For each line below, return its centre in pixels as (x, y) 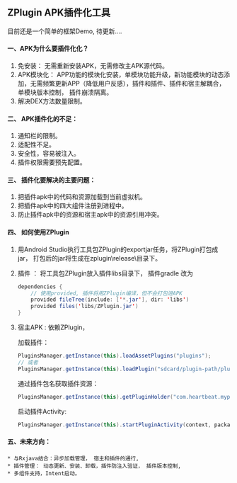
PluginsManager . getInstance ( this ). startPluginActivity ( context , (114, 425)
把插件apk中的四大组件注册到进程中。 (73, 206)
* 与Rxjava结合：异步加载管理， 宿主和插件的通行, (73, 458)
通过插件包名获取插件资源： (58, 383)
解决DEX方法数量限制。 (52, 101)
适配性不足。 (36, 144)
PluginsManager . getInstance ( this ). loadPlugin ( (87, 369)
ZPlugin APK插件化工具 (59, 13)
